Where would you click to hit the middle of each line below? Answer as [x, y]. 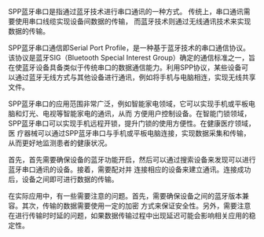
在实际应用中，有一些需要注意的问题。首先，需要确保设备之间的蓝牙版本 [125, 196]
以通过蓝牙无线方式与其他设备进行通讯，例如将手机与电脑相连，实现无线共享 [132, 77]
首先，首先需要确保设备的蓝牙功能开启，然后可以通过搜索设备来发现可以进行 [132, 160]
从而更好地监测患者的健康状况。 [60, 143]
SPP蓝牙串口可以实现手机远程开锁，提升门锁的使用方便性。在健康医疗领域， [132, 123]
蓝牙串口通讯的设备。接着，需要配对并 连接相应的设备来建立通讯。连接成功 [130, 170]
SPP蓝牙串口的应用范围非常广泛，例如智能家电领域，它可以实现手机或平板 [128, 104]
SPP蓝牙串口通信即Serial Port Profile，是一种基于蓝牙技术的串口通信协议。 [129, 48]
